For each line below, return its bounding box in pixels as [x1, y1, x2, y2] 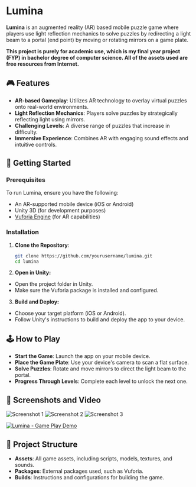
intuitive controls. [14, 141, 57, 148]
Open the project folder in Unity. [14, 280, 93, 288]
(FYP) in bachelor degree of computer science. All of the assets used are [6, 54, 188, 61]
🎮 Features [6, 78, 50, 88]
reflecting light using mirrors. [14, 115, 86, 122]
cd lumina [14, 259, 40, 265]
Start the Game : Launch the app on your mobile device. [14, 353, 151, 360]
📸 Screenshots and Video [6, 395, 102, 405]
